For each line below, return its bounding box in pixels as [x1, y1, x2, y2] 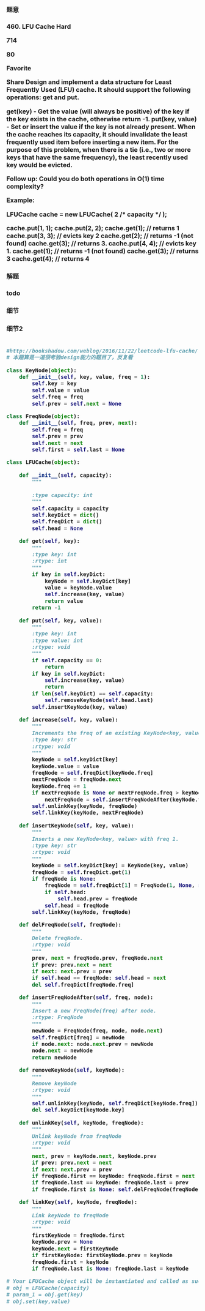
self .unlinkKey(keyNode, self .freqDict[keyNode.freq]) [31, 1100, 198, 1107]
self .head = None [31, 525, 84, 532]
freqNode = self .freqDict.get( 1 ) [31, 868, 131, 876]
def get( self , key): [19, 537, 81, 545]
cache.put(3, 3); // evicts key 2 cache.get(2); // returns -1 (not [6, 231, 193, 240]
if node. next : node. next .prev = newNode [31, 1040, 154, 1047]
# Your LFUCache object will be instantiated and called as [6, 1278, 189, 1285]
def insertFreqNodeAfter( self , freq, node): [19, 994, 154, 1001]
